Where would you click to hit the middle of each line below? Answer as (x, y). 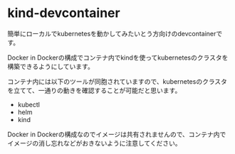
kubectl (29, 104)
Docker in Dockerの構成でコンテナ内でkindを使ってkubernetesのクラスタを (118, 57)
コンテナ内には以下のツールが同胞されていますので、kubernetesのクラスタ (117, 81)
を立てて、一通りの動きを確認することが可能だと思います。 (94, 90)
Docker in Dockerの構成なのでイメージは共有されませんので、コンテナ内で (117, 134)
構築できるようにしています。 (51, 66)
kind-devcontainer (64, 13)
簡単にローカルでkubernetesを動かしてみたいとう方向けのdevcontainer (112, 33)
